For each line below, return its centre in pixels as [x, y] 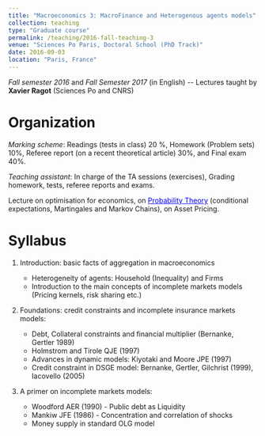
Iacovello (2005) [58, 376]
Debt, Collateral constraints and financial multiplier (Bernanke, [132, 334]
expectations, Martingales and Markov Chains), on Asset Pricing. [114, 209]
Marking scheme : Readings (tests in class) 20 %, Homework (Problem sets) [132, 144]
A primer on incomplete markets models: [86, 391]
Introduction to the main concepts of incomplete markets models [137, 286]
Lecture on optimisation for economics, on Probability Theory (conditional [129, 200]
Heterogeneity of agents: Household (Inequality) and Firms [127, 278]
